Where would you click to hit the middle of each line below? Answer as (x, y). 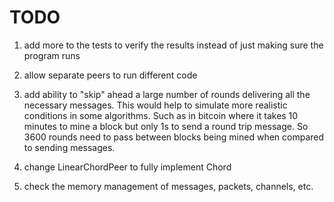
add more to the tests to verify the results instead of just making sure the (173, 45)
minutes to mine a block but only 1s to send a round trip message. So (166, 126)
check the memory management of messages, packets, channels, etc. (168, 186)
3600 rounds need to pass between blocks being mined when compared (174, 137)
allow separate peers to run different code (110, 75)
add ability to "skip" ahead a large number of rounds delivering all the (167, 94)
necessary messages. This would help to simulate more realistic (155, 105)
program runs (52, 55)
